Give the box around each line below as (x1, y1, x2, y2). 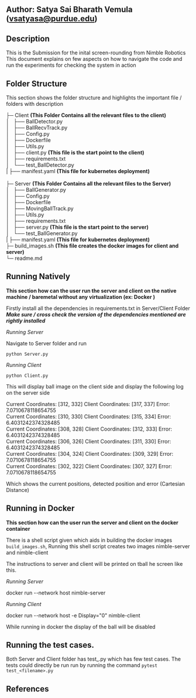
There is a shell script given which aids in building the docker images (6, 537, 173, 544)
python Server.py (6, 351, 49, 357)
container (6, 525, 30, 532)
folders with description (6, 101, 63, 108)
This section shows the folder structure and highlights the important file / (6, 94, 182, 101)
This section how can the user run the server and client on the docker (6, 519, 178, 526)
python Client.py (6, 373, 49, 379)
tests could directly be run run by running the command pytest (6, 662, 158, 669)
